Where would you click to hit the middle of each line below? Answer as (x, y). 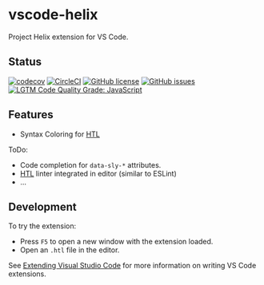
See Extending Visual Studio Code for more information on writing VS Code (132, 266)
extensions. (27, 274)
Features (31, 115)
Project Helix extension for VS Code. (68, 37)
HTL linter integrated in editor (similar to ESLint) (98, 173)
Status (25, 62)
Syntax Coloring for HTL (60, 134)
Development (43, 206)
